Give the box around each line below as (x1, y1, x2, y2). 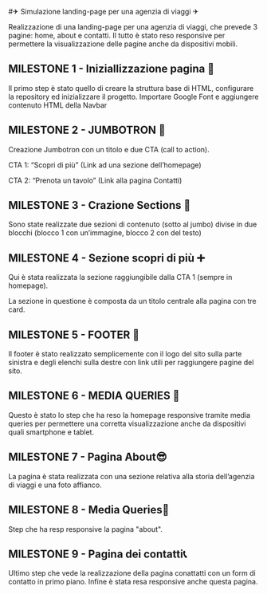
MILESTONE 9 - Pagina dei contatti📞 (8, 547, 187, 561)
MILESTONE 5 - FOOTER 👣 (8, 328, 140, 341)
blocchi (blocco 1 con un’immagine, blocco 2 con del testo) (8, 228, 202, 238)
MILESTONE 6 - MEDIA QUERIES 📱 (8, 389, 180, 403)
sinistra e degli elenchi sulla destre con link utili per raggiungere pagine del (8, 358, 254, 368)
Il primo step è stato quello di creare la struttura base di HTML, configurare (8, 83, 254, 92)
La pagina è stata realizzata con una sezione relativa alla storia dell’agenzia (8, 471, 255, 481)
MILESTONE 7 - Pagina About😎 (8, 450, 167, 464)
